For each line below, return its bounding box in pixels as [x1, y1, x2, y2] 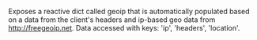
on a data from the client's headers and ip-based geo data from [8, 15, 216, 24]
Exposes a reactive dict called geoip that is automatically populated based [8, 7, 251, 16]
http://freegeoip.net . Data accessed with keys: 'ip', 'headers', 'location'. [8, 24, 240, 32]
